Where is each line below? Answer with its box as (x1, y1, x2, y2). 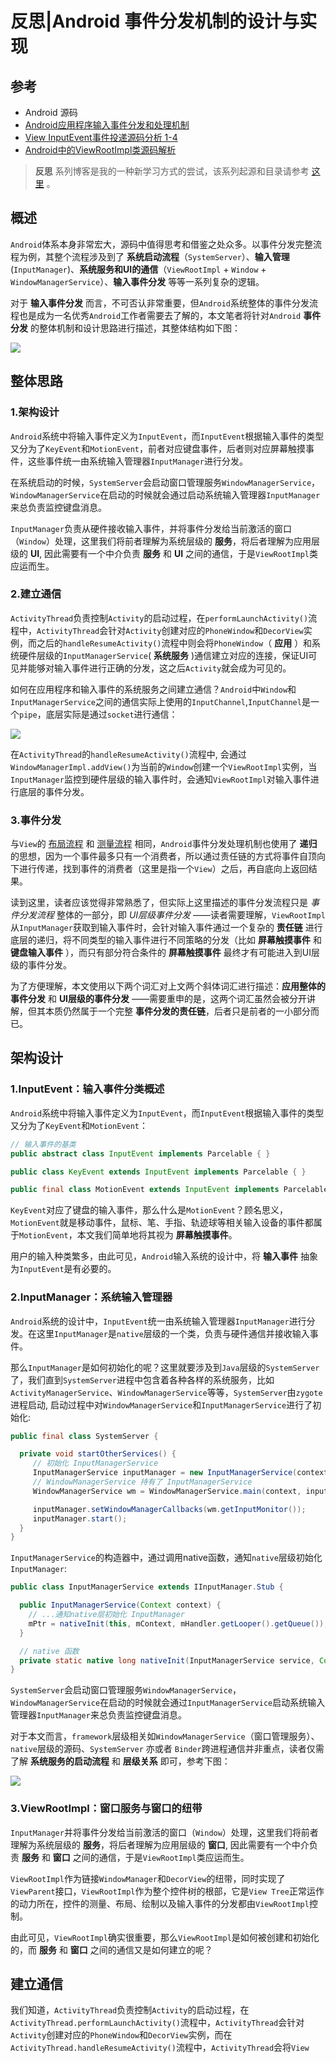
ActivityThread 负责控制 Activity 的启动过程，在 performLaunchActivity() (10, 612, 309, 624)
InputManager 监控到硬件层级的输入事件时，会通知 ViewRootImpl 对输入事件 (10, 773, 311, 785)
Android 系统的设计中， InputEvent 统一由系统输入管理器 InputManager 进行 (10, 1315, 307, 1327)
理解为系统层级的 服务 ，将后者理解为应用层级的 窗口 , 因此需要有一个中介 (10, 1838, 310, 1851)
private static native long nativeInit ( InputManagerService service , (19, 1655, 315, 1666)
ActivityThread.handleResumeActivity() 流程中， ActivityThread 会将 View (10, 2042, 310, 2054)
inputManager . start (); (32, 1513, 128, 1524)
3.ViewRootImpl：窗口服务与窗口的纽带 (10, 1802, 203, 1816)
